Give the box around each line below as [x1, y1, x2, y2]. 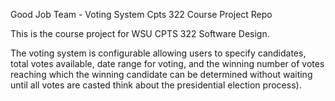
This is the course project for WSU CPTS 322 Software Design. [10, 28, 270, 39]
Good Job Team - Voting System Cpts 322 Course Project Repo [10, 9, 273, 20]
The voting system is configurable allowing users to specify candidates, [10, 47, 307, 59]
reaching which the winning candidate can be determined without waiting [10, 69, 313, 80]
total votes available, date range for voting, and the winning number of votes [10, 58, 325, 69]
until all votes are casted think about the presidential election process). [10, 79, 302, 91]
